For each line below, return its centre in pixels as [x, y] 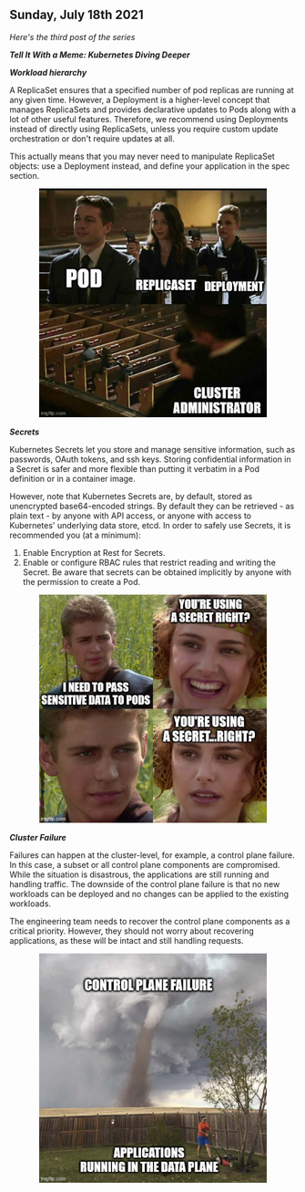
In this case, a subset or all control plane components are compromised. [145, 865]
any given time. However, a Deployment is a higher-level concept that [140, 99]
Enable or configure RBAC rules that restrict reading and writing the [149, 563]
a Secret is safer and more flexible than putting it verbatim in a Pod [134, 469]
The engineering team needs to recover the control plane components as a [150, 922]
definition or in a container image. [73, 479]
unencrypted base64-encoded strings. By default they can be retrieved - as [152, 507]
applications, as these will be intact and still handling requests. [127, 941]
